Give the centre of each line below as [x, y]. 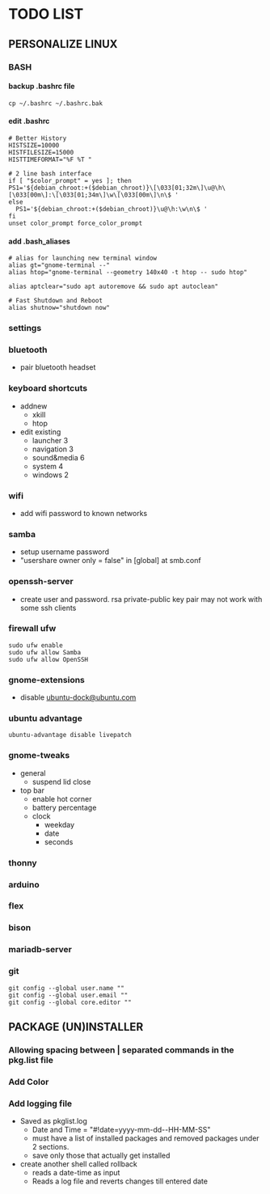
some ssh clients [48, 608]
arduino [24, 884]
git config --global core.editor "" [70, 1002]
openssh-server [41, 582]
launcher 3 [50, 440]
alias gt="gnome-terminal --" [59, 265]
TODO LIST [46, 14]
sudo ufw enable [36, 645]
